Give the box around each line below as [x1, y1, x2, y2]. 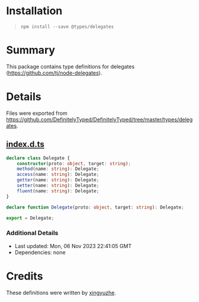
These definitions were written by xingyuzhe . [6, 289, 117, 296]
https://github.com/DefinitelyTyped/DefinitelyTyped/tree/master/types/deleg [6, 115, 193, 123]
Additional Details [6, 229, 59, 237]
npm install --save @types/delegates [20, 24, 114, 30]
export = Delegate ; [6, 215, 54, 221]
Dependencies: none [14, 249, 66, 256]
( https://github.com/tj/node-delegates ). [6, 69, 102, 76]
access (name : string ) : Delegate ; [17, 172, 99, 178]
